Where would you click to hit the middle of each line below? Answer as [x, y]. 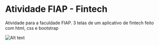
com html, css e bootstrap [32, 28]
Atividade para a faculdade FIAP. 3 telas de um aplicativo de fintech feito [79, 23]
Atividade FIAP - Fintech [56, 9]
